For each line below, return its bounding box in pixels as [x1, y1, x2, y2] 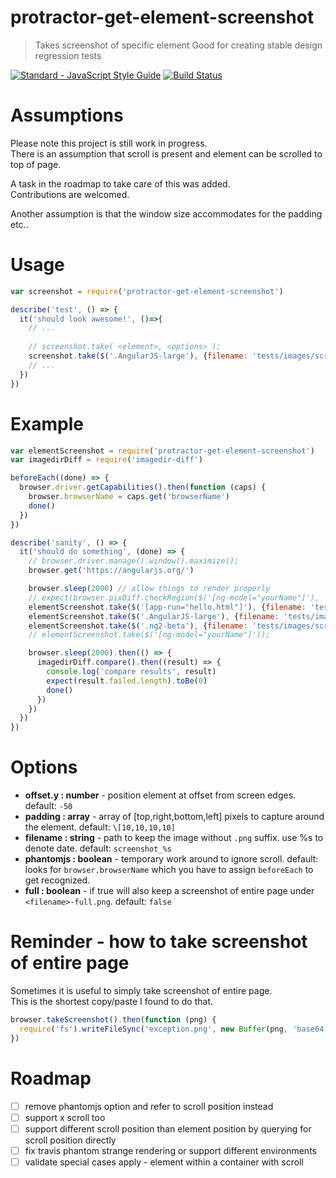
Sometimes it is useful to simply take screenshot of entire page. [10, 985, 273, 996]
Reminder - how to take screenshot [10, 931, 308, 953]
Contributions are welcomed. [10, 188, 130, 200]
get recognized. [24, 874, 91, 886]
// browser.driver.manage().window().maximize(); [28, 556, 240, 566]
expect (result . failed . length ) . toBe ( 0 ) [46, 676, 208, 686]
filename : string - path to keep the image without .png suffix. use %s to [24, 832, 324, 844]
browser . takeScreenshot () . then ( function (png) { [10, 1015, 217, 1025]
